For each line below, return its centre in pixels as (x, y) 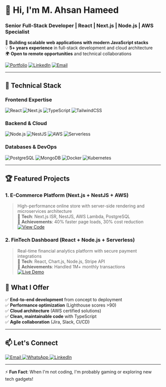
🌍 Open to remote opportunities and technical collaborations (68, 54)
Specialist (17, 32)
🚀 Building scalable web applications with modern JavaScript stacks (77, 43)
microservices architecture (44, 211)
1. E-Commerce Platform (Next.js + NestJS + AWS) (67, 195)
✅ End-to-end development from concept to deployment (64, 299)
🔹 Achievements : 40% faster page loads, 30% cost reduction (80, 222)
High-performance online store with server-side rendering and (81, 206)
